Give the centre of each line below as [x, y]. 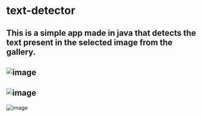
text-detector [41, 11]
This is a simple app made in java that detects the [101, 33]
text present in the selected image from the [89, 42]
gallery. [21, 52]
